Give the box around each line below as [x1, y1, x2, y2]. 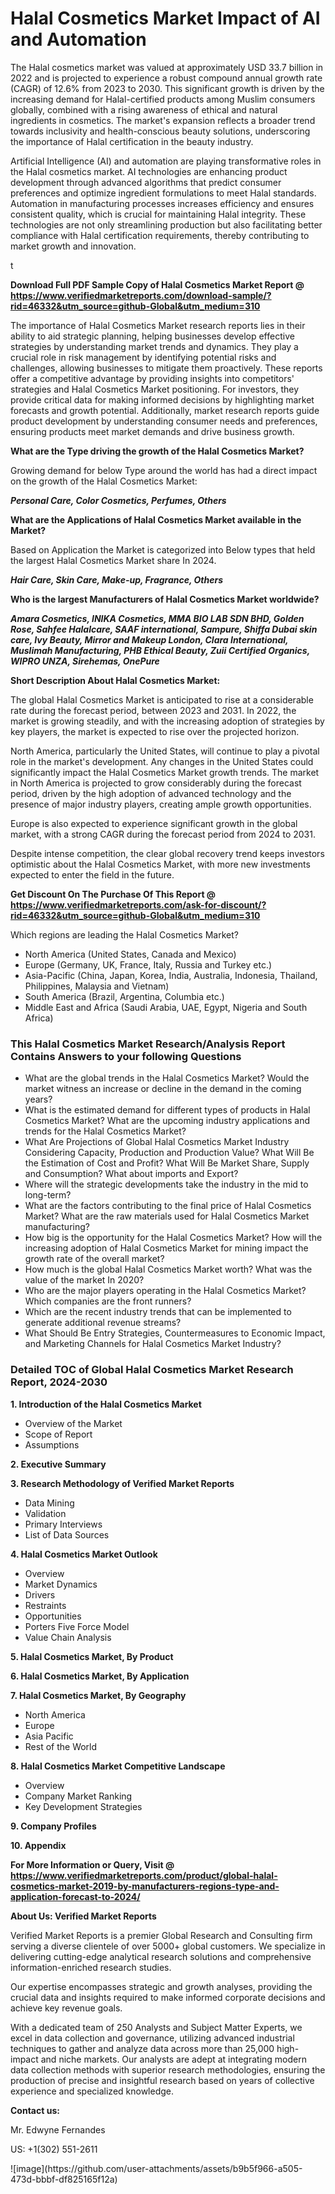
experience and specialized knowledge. [10, 2085, 175, 2097]
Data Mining [24, 1497, 75, 1509]
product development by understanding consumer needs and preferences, [10, 415, 318, 427]
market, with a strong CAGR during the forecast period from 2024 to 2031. [10, 828, 316, 840]
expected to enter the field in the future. [10, 868, 175, 881]
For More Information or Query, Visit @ [10, 1858, 175, 1871]
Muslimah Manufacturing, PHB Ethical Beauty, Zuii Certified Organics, [10, 644, 310, 656]
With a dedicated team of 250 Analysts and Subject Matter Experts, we [10, 2021, 303, 2033]
